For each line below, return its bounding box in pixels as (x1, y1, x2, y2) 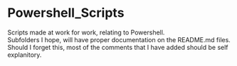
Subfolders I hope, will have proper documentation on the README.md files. (7, 35, 231, 44)
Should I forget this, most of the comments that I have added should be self (7, 43, 229, 51)
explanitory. (7, 51, 42, 59)
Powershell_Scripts (7, 5, 125, 21)
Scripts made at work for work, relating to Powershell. (7, 28, 165, 37)
